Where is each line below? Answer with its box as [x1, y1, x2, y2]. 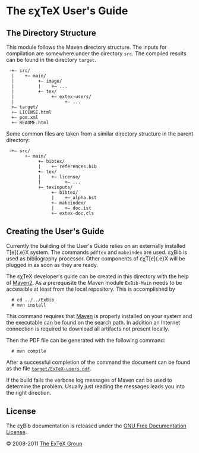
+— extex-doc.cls [51, 210, 94, 216]
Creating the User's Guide [6, 227, 105, 237]
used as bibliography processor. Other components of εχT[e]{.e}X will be [6, 254, 186, 262]
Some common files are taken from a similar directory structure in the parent [6, 130, 194, 137]
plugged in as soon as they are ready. [6, 261, 99, 268]
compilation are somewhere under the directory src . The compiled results [6, 50, 187, 57]
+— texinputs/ [37, 184, 73, 190]
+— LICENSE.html [11, 109, 52, 115]
